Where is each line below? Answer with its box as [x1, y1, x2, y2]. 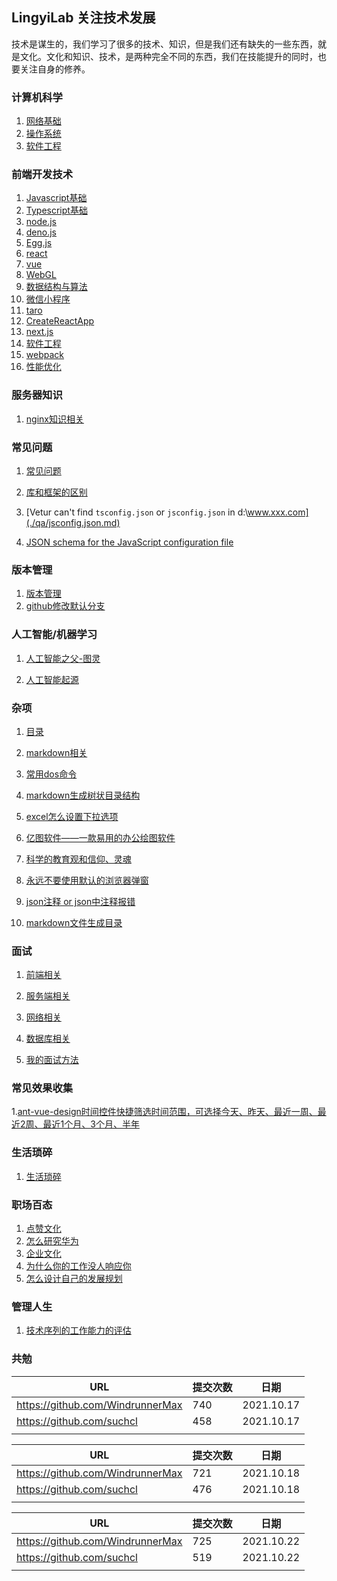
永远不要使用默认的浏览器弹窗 [25, 874, 149, 886]
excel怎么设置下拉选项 [25, 810, 119, 822]
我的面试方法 [25, 1054, 79, 1066]
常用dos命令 [25, 768, 78, 780]
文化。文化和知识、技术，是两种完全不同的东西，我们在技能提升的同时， [19, 50, 318, 62]
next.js [25, 326, 54, 338]
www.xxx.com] [247, 506, 309, 518]
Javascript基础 [25, 192, 88, 204]
